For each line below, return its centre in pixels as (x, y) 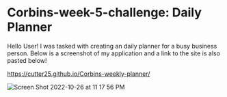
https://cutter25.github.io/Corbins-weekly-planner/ (79, 74)
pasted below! (27, 60)
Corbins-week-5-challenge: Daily (104, 13)
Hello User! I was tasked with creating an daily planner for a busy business (112, 46)
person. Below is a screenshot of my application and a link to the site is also (114, 53)
